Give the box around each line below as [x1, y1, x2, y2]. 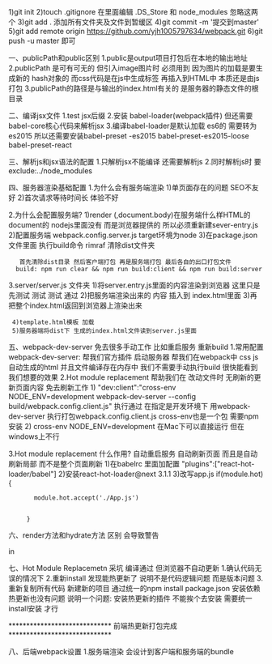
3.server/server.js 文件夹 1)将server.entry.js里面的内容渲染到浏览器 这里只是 [8, 280, 261, 290]
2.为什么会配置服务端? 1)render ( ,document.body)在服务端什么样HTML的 [8, 210, 251, 219]
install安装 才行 [8, 604, 59, 613]
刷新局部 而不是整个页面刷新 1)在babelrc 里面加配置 [8, 459, 181, 468]
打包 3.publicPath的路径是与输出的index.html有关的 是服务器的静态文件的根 [8, 83, 259, 93]
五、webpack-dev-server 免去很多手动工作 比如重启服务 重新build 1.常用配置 [8, 343, 264, 351]
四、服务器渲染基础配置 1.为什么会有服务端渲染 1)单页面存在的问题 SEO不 [8, 183, 253, 192]
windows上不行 [8, 432, 60, 441]
